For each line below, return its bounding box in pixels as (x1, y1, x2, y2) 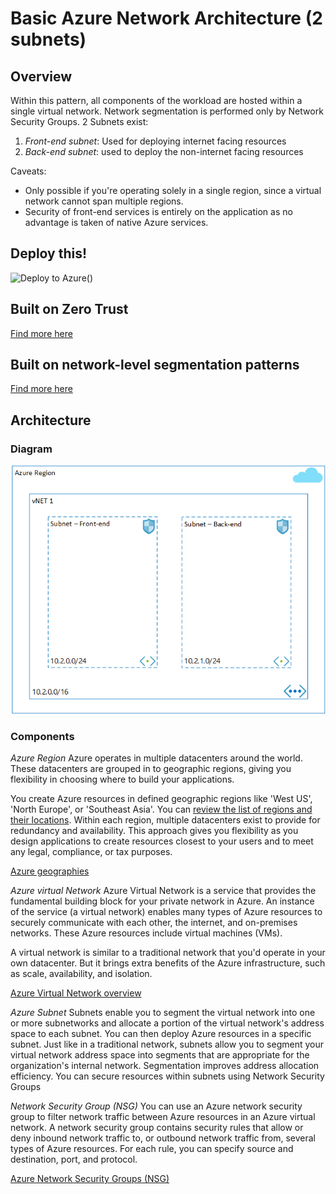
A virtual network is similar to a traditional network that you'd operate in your (10, 946, 326, 958)
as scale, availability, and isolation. (10, 967, 153, 979)
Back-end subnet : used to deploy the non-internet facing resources (24, 146, 304, 157)
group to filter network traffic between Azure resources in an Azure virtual (10, 1110, 316, 1122)
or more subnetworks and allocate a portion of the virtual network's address (10, 1017, 325, 1029)
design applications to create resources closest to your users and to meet (10, 835, 314, 847)
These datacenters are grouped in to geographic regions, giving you (10, 762, 292, 774)
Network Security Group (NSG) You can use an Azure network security (10, 1100, 303, 1112)
